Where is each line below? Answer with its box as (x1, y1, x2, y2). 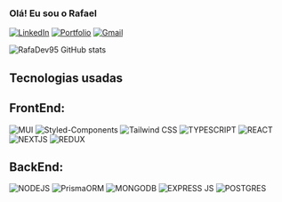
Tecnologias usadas (9, 70, 123, 85)
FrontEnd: (9, 101, 65, 116)
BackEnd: (9, 159, 64, 174)
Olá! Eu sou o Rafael (9, 7, 98, 20)
